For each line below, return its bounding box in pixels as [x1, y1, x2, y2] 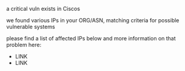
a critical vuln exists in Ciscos [6, 5, 81, 12]
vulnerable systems [6, 23, 56, 30]
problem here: [6, 42, 42, 48]
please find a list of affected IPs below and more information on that [6, 35, 176, 42]
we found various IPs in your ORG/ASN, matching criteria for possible [6, 17, 180, 23]
